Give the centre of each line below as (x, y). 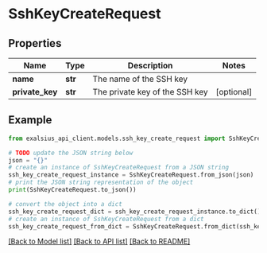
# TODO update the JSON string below (71, 153)
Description (150, 66)
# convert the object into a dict (66, 204)
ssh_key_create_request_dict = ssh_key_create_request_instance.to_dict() (135, 212)
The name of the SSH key (140, 79)
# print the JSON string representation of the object (101, 183)
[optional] (234, 92)
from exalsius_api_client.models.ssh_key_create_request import (117, 138)
